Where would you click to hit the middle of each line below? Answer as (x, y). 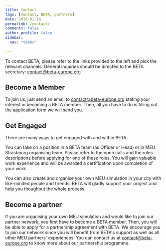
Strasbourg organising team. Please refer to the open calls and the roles (79, 153)
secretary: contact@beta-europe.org (43, 72)
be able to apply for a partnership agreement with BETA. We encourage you (83, 227)
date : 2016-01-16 (23, 19)
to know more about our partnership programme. (79, 243)
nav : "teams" (23, 42)
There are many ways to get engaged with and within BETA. (67, 138)
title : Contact (21, 10)
